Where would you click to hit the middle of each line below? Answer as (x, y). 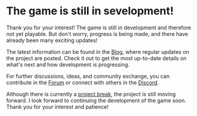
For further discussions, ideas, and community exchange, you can (88, 76)
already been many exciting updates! (52, 40)
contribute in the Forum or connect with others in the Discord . (83, 83)
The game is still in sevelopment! (90, 11)
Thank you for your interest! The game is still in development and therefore (99, 28)
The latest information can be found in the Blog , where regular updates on (98, 51)
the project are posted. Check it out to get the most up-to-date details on (97, 58)
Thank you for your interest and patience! (58, 106)
